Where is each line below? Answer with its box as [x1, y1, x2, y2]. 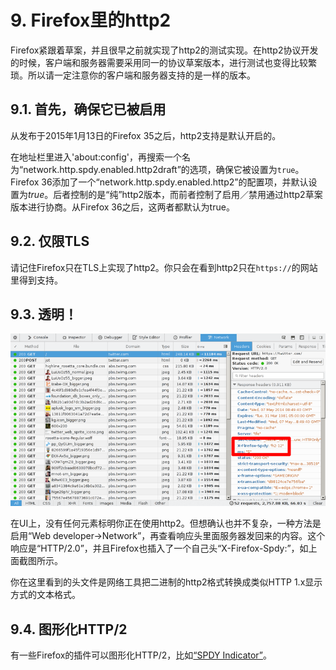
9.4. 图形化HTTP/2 [10, 621, 128, 638]
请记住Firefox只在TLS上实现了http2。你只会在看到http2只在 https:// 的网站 [10, 261, 318, 273]
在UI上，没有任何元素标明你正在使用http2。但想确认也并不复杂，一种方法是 [10, 517, 322, 530]
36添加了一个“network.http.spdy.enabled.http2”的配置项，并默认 [41, 176, 309, 188]
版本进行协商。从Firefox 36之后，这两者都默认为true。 [10, 201, 235, 213]
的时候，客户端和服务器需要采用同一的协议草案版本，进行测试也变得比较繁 [10, 56, 317, 68]
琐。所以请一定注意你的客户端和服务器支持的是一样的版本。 [10, 69, 256, 81]
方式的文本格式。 [10, 589, 81, 601]
